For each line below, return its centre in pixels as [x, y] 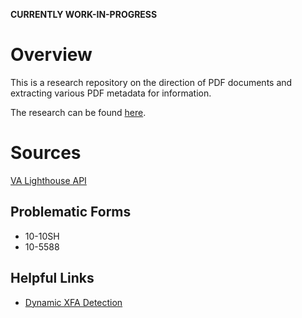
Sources [46, 153]
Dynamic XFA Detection [73, 302]
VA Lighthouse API [48, 180]
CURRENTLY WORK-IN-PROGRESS [84, 14]
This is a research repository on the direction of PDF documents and [151, 82]
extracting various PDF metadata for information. [111, 93]
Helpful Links [52, 278]
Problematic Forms [71, 212]
